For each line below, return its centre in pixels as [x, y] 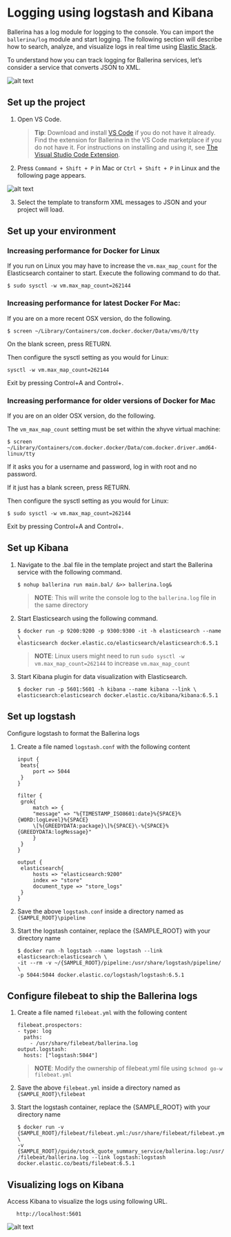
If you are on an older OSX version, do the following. [81, 416]
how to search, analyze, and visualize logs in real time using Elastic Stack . [112, 46]
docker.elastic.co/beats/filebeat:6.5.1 [76, 1164]
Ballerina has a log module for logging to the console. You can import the [111, 32]
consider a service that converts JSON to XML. [74, 67]
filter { [30, 796]
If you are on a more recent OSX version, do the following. [90, 318]
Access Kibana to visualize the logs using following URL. [87, 1202]
